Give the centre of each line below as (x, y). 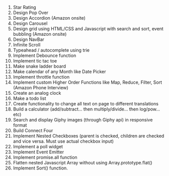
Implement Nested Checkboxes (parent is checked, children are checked (89, 136)
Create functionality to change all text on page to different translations (86, 104)
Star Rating (25, 7)
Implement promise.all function (45, 157)
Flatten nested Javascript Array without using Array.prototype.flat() (82, 163)
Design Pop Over (31, 13)
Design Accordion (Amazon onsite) (49, 18)
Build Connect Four (33, 130)
